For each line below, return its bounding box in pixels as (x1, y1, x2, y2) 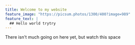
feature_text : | (5, 16, 38, 21)
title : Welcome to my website (5, 7, 67, 12)
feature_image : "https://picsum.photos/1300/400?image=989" (5, 12, 131, 17)
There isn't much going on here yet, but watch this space (5, 34, 121, 40)
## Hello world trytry (9, 21, 56, 26)
